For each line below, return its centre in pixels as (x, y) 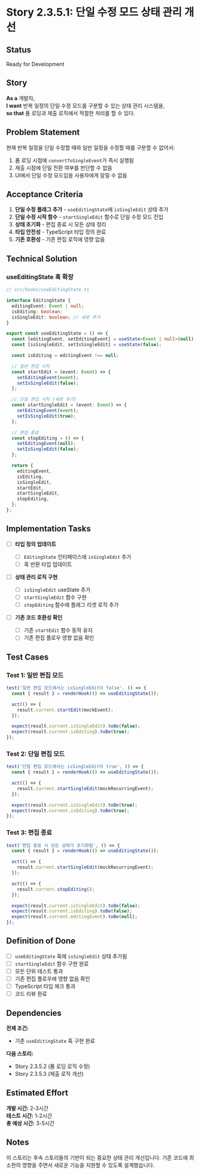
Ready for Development (35, 64)
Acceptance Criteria (45, 194)
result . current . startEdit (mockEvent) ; (65, 710)
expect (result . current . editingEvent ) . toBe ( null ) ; (74, 917)
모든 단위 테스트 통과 (39, 972)
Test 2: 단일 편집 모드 (36, 754)
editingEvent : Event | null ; (48, 306)
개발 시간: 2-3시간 (28, 1108)
